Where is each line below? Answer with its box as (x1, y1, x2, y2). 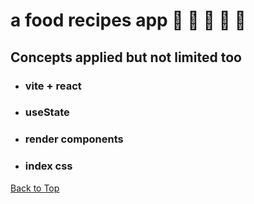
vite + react (24, 79, 82, 93)
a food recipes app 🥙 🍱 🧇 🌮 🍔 (10, 9, 247, 32)
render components (24, 132, 124, 146)
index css (24, 159, 73, 173)
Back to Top (10, 182, 60, 194)
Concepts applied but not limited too (10, 49, 242, 66)
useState (24, 105, 70, 119)
